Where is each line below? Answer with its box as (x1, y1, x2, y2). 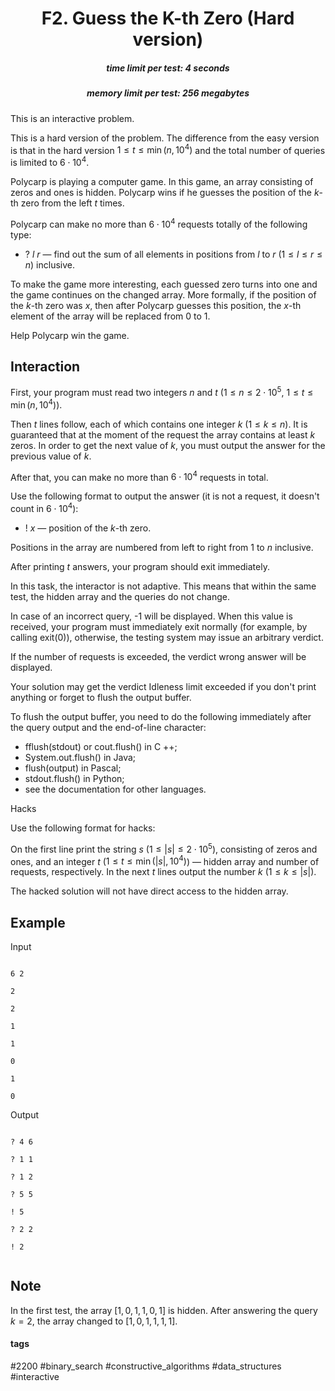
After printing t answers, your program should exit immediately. (10, 560, 270, 572)
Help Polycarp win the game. (10, 329, 130, 341)
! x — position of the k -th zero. (24, 522, 152, 534)
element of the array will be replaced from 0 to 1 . (10, 310, 211, 322)
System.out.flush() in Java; (24, 751, 137, 763)
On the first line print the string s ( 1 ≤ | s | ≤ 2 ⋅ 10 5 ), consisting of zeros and (10, 841, 318, 855)
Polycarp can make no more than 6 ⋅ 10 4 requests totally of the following (10, 216, 308, 230)
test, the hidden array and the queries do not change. (10, 590, 230, 602)
